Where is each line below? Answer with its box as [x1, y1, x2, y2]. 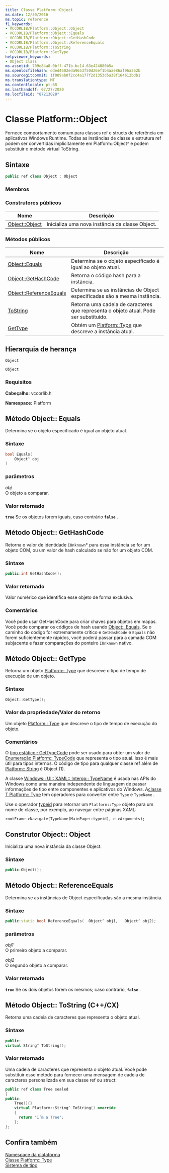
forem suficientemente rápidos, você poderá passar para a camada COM [5, 635, 157, 641]
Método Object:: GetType [5, 654, 87, 663]
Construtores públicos [5, 199, 61, 206]
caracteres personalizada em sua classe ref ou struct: [5, 1077, 117, 1083]
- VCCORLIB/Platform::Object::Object [5, 26, 84, 31]
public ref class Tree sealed [5, 1086, 69, 1092]
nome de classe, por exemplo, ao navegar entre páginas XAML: [5, 807, 137, 813]
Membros [5, 186, 29, 193]
